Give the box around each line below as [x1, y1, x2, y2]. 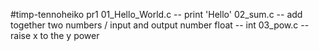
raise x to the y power [10, 30, 100, 41]
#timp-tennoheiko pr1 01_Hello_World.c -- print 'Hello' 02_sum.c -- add [10, 9, 303, 20]
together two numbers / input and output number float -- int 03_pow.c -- [10, 19, 310, 31]
